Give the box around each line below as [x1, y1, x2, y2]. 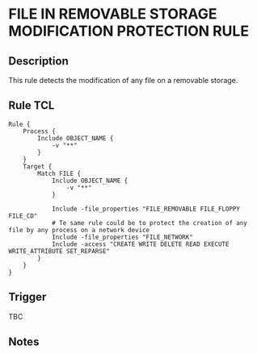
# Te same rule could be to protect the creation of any [51, 219, 248, 227]
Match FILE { [37, 169, 82, 177]
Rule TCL [8, 98, 55, 113]
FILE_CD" [8, 211, 38, 220]
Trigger [8, 290, 47, 304]
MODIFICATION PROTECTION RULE [8, 22, 249, 40]
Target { [23, 162, 53, 170]
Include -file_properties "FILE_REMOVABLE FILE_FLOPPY [51, 205, 241, 213]
